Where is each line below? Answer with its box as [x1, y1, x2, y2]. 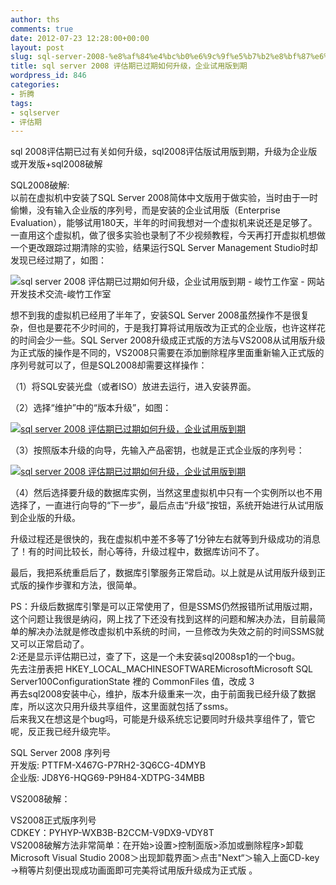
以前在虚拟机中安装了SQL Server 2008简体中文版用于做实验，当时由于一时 [10, 192, 319, 204]
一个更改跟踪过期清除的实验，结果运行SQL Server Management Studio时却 [10, 242, 318, 254]
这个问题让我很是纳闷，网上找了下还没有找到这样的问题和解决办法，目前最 [10, 613, 317, 625]
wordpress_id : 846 [10, 71, 87, 81]
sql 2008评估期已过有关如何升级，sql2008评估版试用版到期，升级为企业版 [10, 146, 318, 158]
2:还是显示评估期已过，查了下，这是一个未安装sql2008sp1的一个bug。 [10, 651, 301, 663]
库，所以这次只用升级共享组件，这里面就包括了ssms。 [10, 701, 234, 713]
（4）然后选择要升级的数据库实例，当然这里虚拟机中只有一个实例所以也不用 [10, 487, 323, 499]
